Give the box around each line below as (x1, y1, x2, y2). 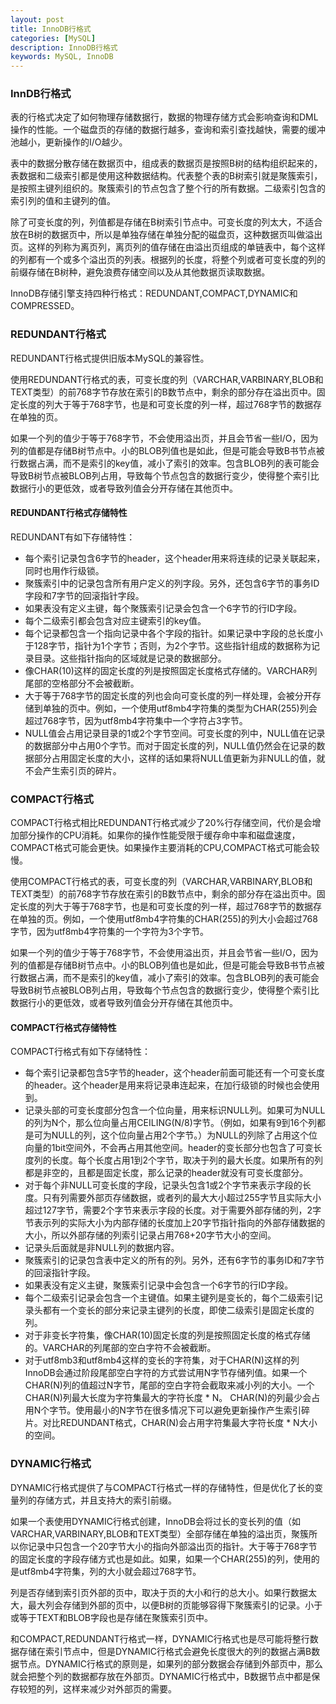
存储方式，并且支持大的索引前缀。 (36, 1494, 177, 1506)
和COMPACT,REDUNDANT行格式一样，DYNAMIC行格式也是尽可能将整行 (10, 1632, 310, 1645)
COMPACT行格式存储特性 (10, 1021, 117, 1033)
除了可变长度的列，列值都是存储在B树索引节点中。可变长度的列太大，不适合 (10, 216, 323, 228)
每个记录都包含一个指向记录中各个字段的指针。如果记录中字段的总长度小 (24, 627, 323, 639)
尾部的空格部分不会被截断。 (24, 677, 140, 689)
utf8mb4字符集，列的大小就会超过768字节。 (18, 1565, 202, 1577)
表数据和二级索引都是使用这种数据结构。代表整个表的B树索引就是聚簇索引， (10, 170, 323, 182)
